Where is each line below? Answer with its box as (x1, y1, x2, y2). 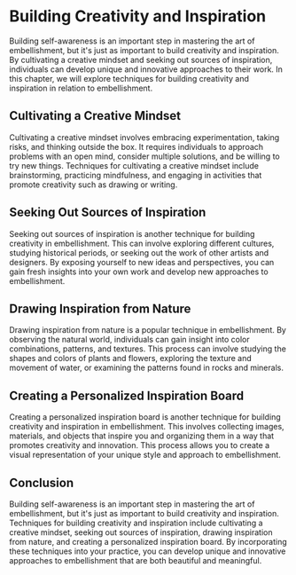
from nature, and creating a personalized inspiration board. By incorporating (9, 537, 287, 547)
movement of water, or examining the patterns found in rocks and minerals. (9, 362, 284, 374)
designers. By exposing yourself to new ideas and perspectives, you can (9, 256, 275, 267)
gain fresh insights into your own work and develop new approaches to (9, 266, 269, 277)
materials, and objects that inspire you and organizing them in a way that (9, 430, 275, 441)
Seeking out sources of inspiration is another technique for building (9, 228, 255, 239)
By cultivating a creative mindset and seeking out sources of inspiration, (9, 54, 273, 65)
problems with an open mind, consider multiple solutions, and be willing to (9, 151, 281, 161)
